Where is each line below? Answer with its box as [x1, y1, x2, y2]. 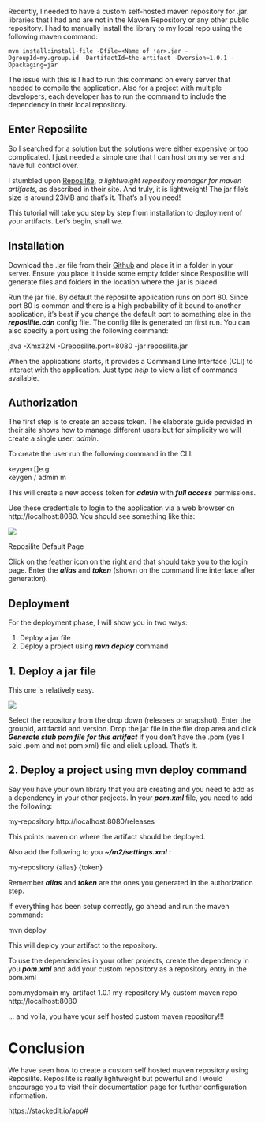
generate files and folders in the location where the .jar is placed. [8, 276, 219, 287]
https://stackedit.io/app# [8, 1106, 89, 1115]
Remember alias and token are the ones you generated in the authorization [8, 877, 254, 887]
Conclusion [8, 1039, 85, 1057]
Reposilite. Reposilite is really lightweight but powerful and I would [8, 1073, 223, 1083]
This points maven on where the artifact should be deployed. [8, 832, 206, 841]
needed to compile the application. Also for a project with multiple [8, 83, 222, 92]
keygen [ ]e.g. [8, 464, 51, 474]
